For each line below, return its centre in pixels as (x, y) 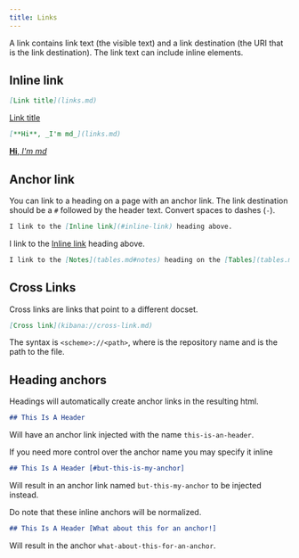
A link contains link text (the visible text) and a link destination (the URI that (146, 43)
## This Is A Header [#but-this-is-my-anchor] (97, 469)
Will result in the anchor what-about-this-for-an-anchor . (113, 546)
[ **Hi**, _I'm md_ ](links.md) (65, 135)
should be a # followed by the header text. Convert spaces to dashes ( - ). (142, 210)
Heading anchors (58, 380)
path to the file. (37, 352)
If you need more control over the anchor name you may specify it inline (141, 452)
